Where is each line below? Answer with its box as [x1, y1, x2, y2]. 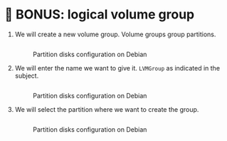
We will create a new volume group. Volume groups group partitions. [14, 30, 216, 38]
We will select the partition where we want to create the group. [14, 105, 199, 113]
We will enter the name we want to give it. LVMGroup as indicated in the [14, 63, 220, 72]
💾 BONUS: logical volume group [4, 6, 195, 23]
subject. [14, 71, 39, 80]
